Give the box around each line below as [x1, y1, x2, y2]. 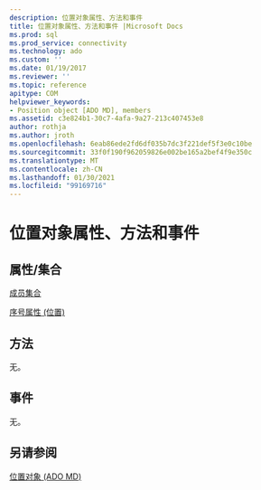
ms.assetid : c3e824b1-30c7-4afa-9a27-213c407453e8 [9, 114, 204, 123]
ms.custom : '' [9, 55, 63, 64]
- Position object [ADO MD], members [9, 106, 152, 115]
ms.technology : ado [9, 47, 83, 56]
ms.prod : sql [9, 30, 59, 39]
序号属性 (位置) [9, 306, 66, 317]
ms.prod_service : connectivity [9, 38, 127, 48]
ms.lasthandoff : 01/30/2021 [9, 173, 116, 182]
